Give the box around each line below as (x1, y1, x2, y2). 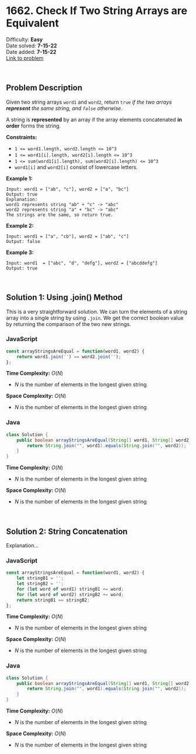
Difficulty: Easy (6, 36, 43, 43)
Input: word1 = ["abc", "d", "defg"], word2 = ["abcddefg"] (6, 260, 158, 266)
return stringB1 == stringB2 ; (16, 597, 90, 603)
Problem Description (6, 83, 83, 93)
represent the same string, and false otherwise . (6, 104, 123, 112)
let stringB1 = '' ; (16, 575, 64, 581)
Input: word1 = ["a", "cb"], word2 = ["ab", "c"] (6, 233, 129, 239)
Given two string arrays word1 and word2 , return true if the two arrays (6, 98, 172, 105)
